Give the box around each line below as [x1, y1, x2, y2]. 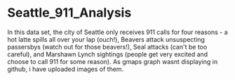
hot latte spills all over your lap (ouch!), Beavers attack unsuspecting [7, 35, 206, 43]
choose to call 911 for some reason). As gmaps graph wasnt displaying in [7, 57, 218, 65]
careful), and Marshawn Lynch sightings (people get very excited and [7, 50, 208, 58]
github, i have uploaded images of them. [7, 65, 124, 73]
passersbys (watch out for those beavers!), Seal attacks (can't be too [7, 42, 208, 51]
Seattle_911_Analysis [7, 5, 132, 21]
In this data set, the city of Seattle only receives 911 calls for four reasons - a [7, 28, 228, 36]
